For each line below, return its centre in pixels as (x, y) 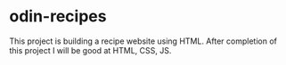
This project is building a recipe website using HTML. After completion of (143, 41)
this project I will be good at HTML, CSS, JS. (90, 50)
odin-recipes (58, 16)
